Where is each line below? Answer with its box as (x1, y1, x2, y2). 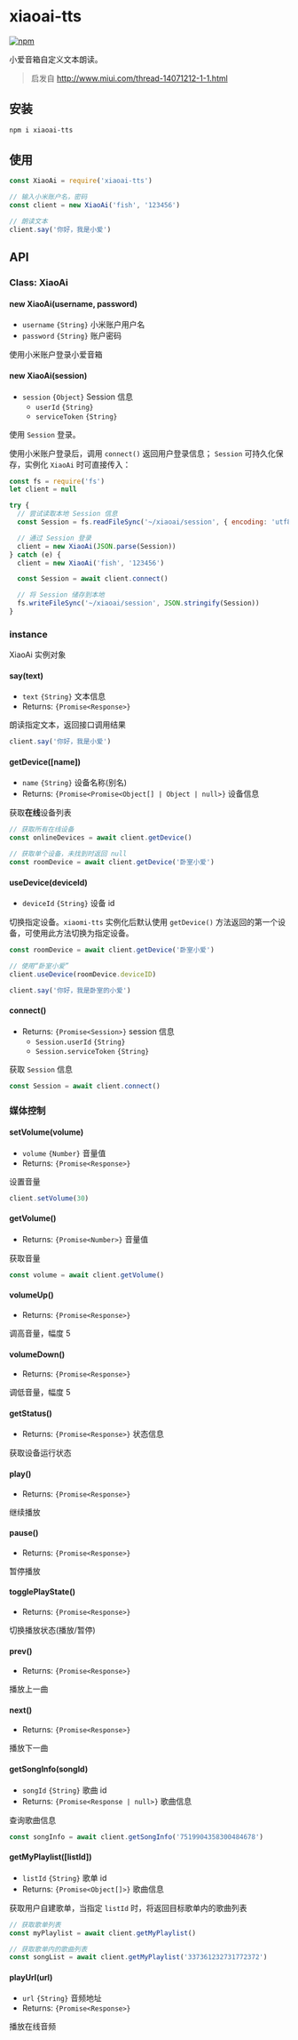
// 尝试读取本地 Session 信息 (17, 510, 118, 518)
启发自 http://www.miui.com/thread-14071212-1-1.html (30, 73, 228, 84)
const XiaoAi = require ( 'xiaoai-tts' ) (9, 176, 153, 186)
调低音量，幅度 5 (9, 1387, 71, 1398)
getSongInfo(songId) (9, 1763, 89, 1775)
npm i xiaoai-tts (9, 125, 74, 134)
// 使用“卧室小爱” (9, 962, 69, 971)
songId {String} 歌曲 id (21, 1785, 107, 1795)
